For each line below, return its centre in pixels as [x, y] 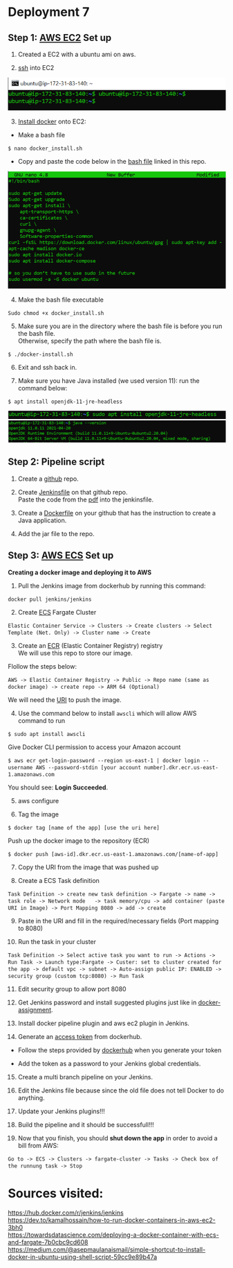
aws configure [38, 800]
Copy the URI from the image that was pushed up [88, 867]
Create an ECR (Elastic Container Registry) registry [90, 645]
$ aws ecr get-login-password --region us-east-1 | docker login [104, 760]
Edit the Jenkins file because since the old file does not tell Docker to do [121, 1090]
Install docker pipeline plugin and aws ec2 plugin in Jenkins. [103, 1023]
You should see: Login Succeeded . [58, 787]
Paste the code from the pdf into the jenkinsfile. [86, 499]
